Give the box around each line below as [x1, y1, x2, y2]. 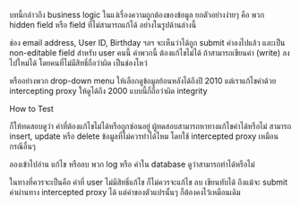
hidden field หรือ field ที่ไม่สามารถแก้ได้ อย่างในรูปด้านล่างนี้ [9, 20, 197, 30]
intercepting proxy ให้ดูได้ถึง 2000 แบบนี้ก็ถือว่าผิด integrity [9, 86, 208, 96]
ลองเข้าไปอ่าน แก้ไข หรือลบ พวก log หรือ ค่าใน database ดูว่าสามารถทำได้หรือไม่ [9, 159, 255, 169]
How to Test [9, 104, 54, 114]
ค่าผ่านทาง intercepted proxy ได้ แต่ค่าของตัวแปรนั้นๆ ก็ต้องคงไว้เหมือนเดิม [9, 187, 241, 197]
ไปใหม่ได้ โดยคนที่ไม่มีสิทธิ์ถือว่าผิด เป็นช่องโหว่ [9, 57, 148, 68]
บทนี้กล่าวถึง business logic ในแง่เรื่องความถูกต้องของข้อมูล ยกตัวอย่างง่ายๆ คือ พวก [9, 10, 265, 20]
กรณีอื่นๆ [9, 141, 36, 151]
